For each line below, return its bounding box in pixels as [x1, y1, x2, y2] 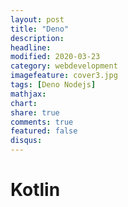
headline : [10, 42, 52, 53]
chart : [10, 98, 38, 108]
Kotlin [10, 179, 61, 201]
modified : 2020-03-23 [10, 52, 101, 62]
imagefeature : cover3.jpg [10, 71, 118, 81]
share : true [10, 107, 60, 118]
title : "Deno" [10, 24, 70, 34]
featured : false [10, 126, 78, 136]
